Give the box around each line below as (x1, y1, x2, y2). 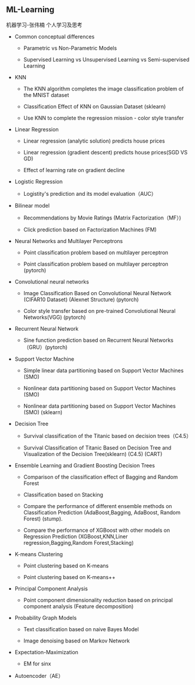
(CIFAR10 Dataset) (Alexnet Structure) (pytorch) (23, 296, 139, 303)
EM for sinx (23, 660, 51, 667)
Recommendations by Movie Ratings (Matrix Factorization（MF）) (23, 214, 181, 221)
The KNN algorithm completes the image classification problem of (23, 85, 184, 92)
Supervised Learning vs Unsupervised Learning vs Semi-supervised (23, 56, 190, 63)
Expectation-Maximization (14, 648, 78, 655)
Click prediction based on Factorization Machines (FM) (23, 226, 157, 233)
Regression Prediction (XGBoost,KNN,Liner (23, 532, 128, 540)
